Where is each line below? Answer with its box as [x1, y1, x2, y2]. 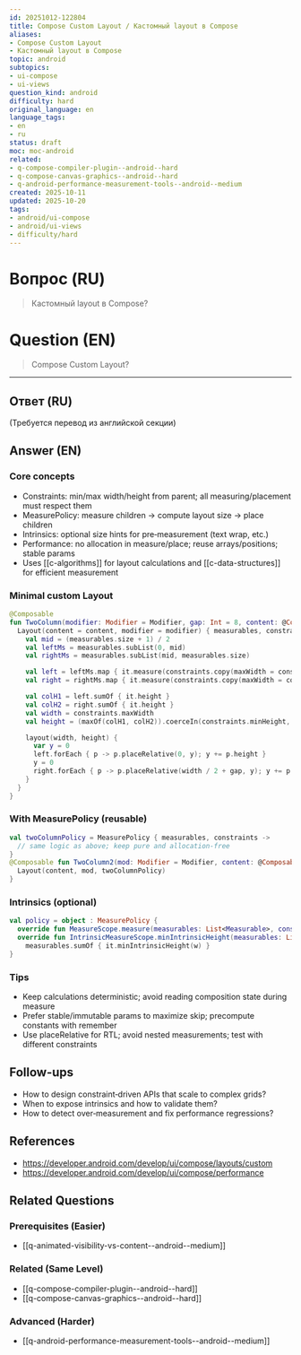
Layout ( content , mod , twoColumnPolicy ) [17, 866, 167, 875]
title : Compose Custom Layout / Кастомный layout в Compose [9, 22, 239, 30]
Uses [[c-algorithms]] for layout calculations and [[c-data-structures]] [21, 557, 281, 568]
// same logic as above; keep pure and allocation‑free [17, 841, 230, 850]
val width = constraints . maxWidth [25, 708, 154, 717]
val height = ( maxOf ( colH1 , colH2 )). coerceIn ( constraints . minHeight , [25, 717, 291, 726]
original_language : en [9, 105, 94, 114]
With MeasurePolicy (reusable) [9, 812, 148, 825]
